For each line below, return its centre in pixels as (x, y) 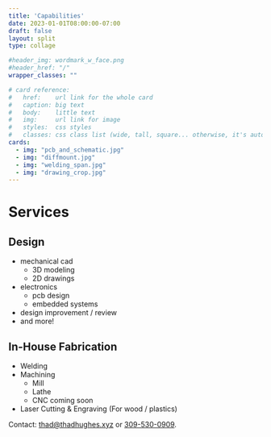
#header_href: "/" (39, 68)
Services (39, 212)
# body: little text (52, 112)
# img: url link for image (65, 120)
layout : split (32, 38)
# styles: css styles (50, 127)
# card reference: (39, 89)
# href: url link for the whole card (81, 98)
